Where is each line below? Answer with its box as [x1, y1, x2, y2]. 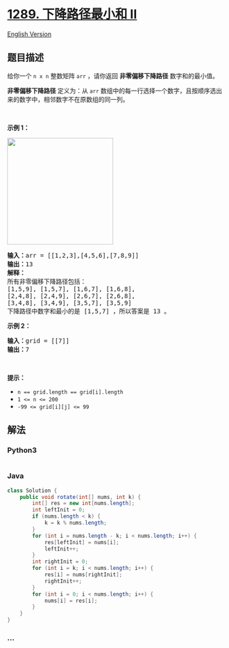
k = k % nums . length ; [44, 520, 108, 527]
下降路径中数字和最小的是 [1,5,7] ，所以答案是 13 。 [7, 307, 171, 315]
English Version [7, 29, 52, 38]
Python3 [7, 445, 37, 455]
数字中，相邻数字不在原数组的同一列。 [19, 95, 129, 103]
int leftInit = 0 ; [32, 507, 85, 514]
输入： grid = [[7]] [7, 337, 70, 345]
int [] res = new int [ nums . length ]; [32, 500, 135, 507]
